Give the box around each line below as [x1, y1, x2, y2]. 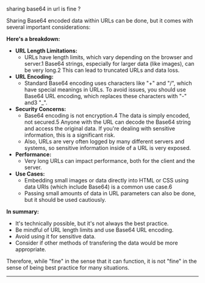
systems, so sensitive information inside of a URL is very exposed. [24, 145, 191, 151]
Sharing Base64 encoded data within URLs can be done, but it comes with [6, 17, 193, 24]
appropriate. [15, 246, 47, 253]
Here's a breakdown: [6, 35, 60, 42]
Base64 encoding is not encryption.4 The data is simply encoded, [24, 112, 190, 119]
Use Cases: [15, 170, 45, 177]
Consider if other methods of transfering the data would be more [15, 239, 178, 246]
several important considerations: [6, 24, 91, 30]
